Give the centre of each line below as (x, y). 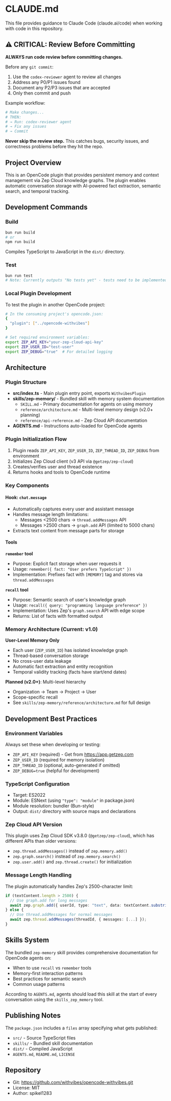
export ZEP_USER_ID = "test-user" (39, 347)
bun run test (19, 276)
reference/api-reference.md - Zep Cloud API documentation (84, 420)
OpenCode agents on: (28, 958)
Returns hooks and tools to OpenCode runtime (61, 472)
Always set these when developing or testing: (53, 744)
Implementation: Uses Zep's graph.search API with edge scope (79, 610)
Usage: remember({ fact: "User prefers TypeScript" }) (72, 569)
